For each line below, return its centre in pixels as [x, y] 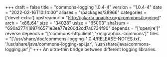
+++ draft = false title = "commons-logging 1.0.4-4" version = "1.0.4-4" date [83, 7]
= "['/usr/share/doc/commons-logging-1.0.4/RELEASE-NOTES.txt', [74, 39]
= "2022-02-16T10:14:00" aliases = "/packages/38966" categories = [76, 12]
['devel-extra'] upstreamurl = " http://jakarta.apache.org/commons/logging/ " [83, 18]
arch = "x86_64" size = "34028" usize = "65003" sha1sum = [67, 23]
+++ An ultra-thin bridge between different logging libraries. [95, 49]
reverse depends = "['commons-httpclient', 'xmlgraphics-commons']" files [82, 33]
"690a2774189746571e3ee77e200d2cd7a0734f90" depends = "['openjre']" [83, 28]
